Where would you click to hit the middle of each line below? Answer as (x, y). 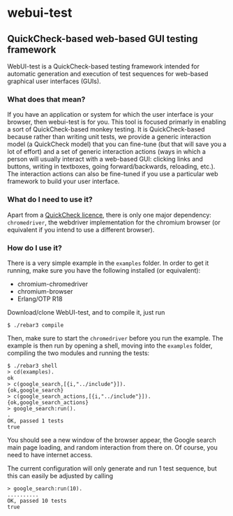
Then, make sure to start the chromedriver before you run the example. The (115, 338)
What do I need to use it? (50, 199)
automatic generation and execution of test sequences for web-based (108, 74)
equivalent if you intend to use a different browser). (81, 229)
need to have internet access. (50, 454)
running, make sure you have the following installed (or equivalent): (104, 270)
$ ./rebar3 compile (36, 325)
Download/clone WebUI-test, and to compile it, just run (86, 312)
